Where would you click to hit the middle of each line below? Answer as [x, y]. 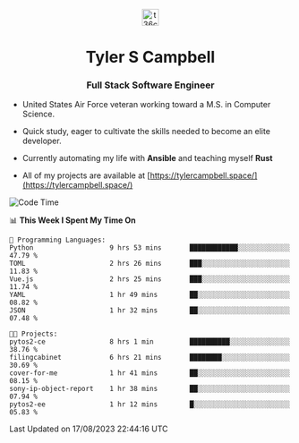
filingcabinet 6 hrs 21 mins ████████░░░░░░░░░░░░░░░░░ [150, 358]
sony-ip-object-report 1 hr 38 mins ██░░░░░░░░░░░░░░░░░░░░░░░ [150, 389]
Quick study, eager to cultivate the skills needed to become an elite [146, 132]
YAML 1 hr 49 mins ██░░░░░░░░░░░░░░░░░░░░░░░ [150, 295]
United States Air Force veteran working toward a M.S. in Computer [146, 105]
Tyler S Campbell [150, 57]
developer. [42, 141]
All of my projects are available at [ [86, 175]
